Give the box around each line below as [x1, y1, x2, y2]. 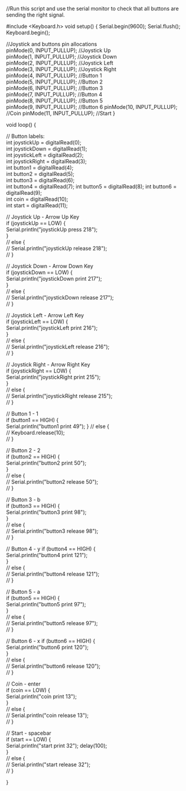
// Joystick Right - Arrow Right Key [6, 361, 90, 368]
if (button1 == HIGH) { [6, 417, 59, 423]
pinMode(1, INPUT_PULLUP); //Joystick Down [6, 53, 117, 60]
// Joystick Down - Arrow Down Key [6, 263, 93, 269]
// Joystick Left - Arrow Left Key [6, 312, 84, 319]
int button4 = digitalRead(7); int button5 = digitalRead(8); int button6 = [6, 183, 177, 190]
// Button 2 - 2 [6, 447, 41, 454]
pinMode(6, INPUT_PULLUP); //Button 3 [6, 85, 103, 91]
